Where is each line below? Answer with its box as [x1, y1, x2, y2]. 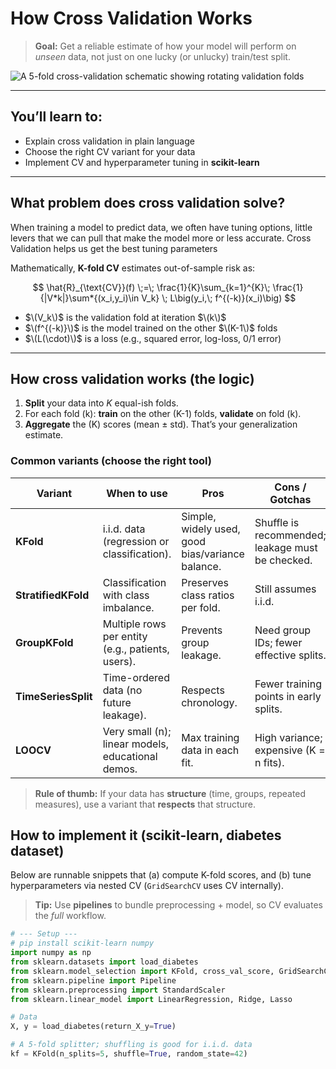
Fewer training [254, 677, 322, 691]
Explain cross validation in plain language [24, 135, 195, 147]
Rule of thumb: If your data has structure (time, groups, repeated [34, 787, 307, 799]
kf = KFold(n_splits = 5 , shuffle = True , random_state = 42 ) [10, 1049, 248, 1059]
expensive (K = [254, 743, 326, 757]
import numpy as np [10, 948, 92, 958]
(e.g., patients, [102, 642, 170, 656]
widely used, [181, 522, 241, 536]
